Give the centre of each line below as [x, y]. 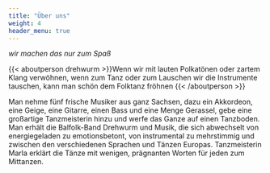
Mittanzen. [26, 162]
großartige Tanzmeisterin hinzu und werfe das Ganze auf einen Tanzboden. [134, 119]
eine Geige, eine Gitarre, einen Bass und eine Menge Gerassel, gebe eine [130, 110]
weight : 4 [25, 23]
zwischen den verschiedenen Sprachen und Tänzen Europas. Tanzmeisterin [135, 145]
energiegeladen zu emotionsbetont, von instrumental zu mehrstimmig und [131, 136]
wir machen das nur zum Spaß [60, 54]
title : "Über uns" [39, 16]
